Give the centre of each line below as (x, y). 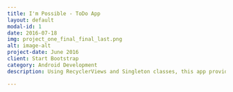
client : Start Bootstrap (43, 59)
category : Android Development (52, 65)
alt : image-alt (29, 46)
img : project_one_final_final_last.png (65, 39)
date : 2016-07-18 (32, 33)
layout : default (31, 20)
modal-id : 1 (24, 26)
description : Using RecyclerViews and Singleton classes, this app (107, 71)
